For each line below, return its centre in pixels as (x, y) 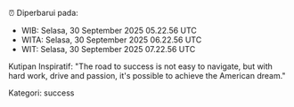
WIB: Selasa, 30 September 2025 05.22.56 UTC (109, 31)
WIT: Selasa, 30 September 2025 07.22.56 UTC (108, 49)
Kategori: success (41, 93)
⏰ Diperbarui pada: (44, 13)
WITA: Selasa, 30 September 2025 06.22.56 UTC (111, 40)
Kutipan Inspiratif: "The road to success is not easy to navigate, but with (141, 66)
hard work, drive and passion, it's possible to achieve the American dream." (147, 76)
